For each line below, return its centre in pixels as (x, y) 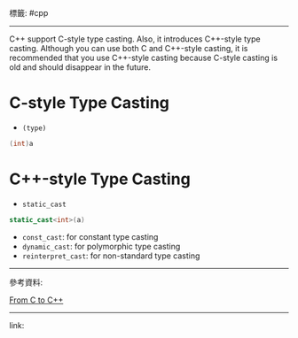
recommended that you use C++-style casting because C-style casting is (143, 58)
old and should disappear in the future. (80, 67)
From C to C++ (36, 300)
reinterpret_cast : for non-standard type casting (111, 256)
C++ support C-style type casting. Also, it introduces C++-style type (135, 39)
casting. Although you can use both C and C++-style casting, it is (129, 48)
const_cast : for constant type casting (90, 236)
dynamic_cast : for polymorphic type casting (101, 246)
